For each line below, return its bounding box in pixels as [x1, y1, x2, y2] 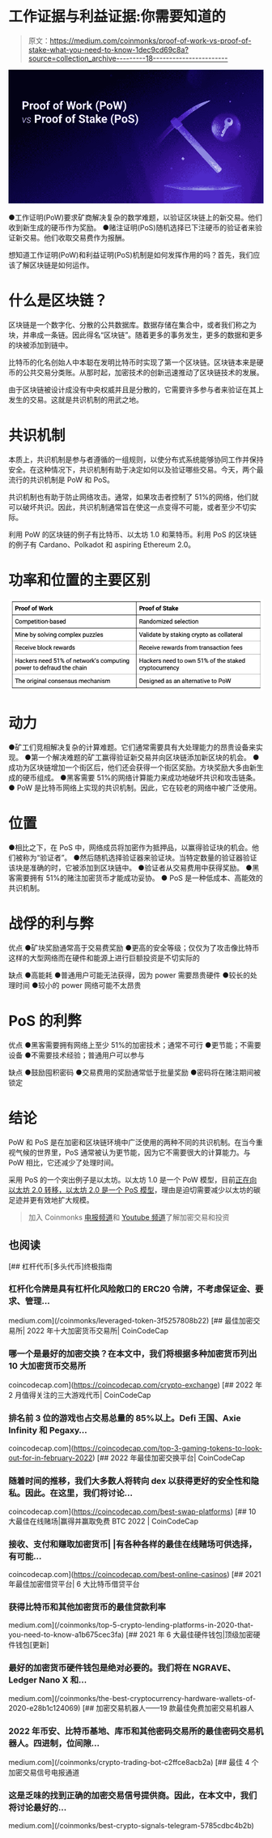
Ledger [8, 1674, 38, 1686]
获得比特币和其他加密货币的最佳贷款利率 [8, 1601, 166, 1613]
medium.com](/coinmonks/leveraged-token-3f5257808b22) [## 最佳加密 [8, 1315, 253, 1325]
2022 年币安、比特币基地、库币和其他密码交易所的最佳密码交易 [8, 1725, 256, 1737]
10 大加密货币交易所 [8, 1360, 87, 1371]
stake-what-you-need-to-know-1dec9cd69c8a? [28, 45, 189, 54]
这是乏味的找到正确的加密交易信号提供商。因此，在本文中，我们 [8, 1789, 257, 1801]
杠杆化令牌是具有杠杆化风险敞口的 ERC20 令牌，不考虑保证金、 [8, 1284, 256, 1295]
